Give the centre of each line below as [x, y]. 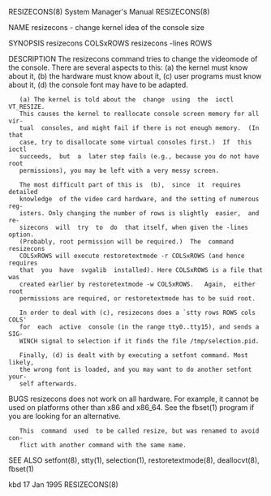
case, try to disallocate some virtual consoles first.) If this [135, 142]
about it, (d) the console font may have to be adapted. [98, 85]
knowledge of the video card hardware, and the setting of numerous [139, 199]
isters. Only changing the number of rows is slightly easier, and [139, 213]
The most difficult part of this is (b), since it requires [130, 185]
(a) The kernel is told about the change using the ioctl [126, 100]
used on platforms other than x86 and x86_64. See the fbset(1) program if [131, 408]
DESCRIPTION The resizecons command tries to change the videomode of [133, 59]
